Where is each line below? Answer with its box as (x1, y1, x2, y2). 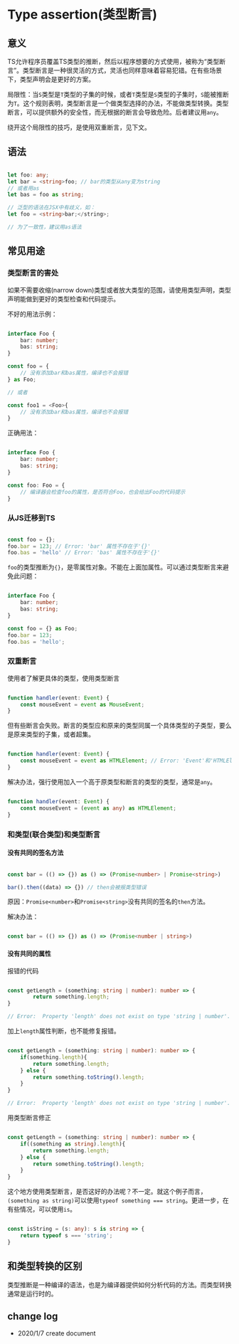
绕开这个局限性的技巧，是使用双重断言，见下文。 (7, 123, 151, 132)
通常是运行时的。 (7, 1289, 58, 1298)
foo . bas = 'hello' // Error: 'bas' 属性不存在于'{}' (7, 549, 161, 556)
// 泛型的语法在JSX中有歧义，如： (7, 204, 96, 211)
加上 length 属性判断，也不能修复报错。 (7, 1027, 120, 1035)
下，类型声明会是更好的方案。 (7, 75, 95, 83)
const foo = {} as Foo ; (7, 625, 78, 632)
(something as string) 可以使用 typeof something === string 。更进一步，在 (7, 1196, 229, 1205)
